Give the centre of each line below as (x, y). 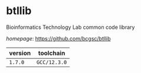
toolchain (52, 53)
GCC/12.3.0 (52, 62)
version (20, 53)
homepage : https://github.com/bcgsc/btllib (58, 38)
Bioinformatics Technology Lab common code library (70, 27)
